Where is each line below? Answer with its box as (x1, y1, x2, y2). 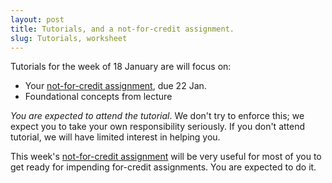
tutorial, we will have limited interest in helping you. (10, 131, 221, 143)
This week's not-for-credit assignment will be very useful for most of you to (10, 151, 322, 163)
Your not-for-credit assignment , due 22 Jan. (24, 80, 207, 92)
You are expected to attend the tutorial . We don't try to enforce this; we (10, 110, 305, 122)
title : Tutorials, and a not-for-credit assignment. (10, 24, 235, 34)
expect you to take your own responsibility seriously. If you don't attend (10, 121, 306, 133)
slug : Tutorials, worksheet (10, 33, 128, 43)
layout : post (10, 14, 65, 25)
